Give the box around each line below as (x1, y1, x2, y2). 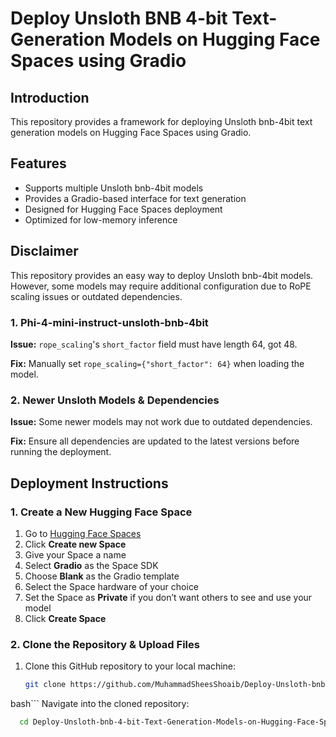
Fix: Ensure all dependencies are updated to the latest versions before (10, 435, 300, 447)
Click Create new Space (24, 538, 127, 550)
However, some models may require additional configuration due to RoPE (10, 280, 312, 292)
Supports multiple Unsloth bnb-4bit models (24, 182, 204, 194)
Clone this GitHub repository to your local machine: (24, 660, 237, 672)
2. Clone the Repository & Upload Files (10, 637, 200, 651)
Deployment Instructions (10, 475, 169, 492)
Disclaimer (10, 243, 79, 260)
